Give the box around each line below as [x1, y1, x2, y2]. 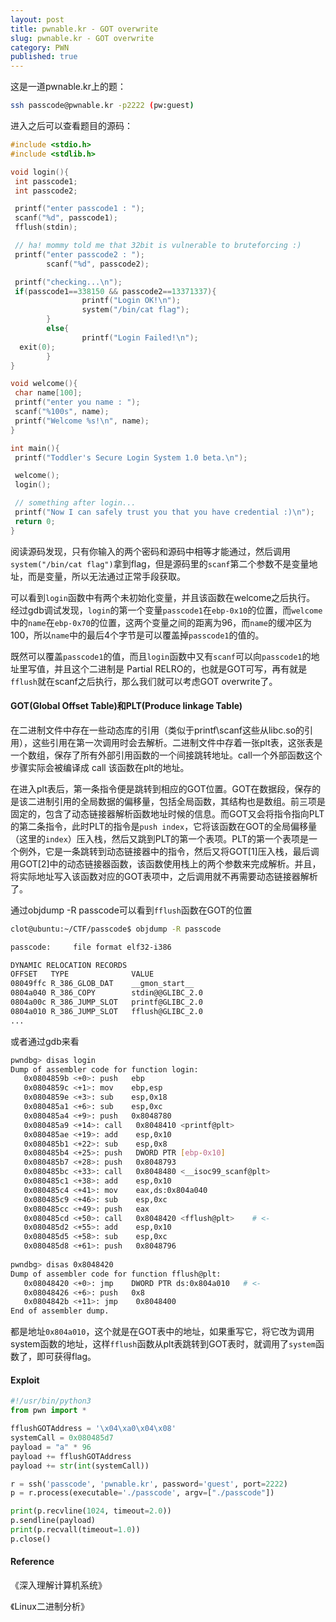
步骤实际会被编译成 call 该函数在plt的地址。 [10, 761, 190, 773]
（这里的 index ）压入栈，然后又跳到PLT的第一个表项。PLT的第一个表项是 [10, 832, 309, 845]
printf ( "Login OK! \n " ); [81, 296, 182, 306]
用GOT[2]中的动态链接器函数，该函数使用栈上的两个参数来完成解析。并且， [10, 857, 322, 870]
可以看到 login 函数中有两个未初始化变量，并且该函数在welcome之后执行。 [10, 591, 316, 603]
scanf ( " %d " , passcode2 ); [46, 259, 150, 269]
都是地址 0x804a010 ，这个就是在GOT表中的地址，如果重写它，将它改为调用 [10, 1326, 315, 1338]
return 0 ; [14, 516, 56, 526]
